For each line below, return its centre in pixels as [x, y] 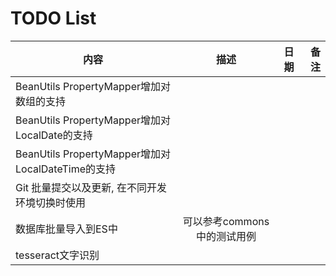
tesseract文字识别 [57, 255]
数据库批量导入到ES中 [66, 229]
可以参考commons [226, 221]
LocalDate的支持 [54, 135]
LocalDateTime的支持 [66, 169]
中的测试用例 [226, 236]
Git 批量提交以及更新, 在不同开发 [91, 187]
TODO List [53, 18]
